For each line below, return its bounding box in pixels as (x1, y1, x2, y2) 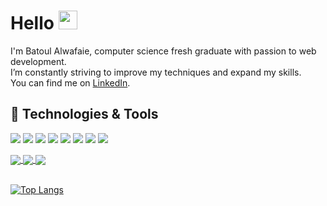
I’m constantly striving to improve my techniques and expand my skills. (10, 66, 302, 78)
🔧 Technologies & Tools (10, 106, 159, 123)
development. (10, 55, 67, 67)
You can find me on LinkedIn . (10, 76, 131, 89)
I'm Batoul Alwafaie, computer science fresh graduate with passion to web (10, 45, 317, 57)
